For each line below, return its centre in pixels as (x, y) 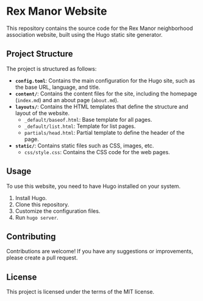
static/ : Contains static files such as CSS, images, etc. (84, 146)
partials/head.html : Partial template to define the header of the (104, 132)
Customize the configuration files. (58, 211)
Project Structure (40, 54)
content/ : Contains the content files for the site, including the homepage (106, 94)
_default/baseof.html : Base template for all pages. (88, 119)
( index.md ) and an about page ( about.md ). (67, 100)
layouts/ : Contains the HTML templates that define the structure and (102, 106)
